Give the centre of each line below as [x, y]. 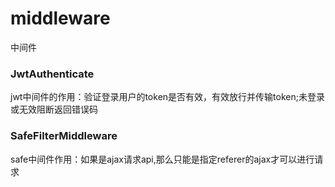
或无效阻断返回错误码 [54, 109]
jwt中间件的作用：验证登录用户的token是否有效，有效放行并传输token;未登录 [167, 97]
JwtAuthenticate [52, 74]
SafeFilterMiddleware [64, 136]
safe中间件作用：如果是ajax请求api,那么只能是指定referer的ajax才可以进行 [162, 159]
